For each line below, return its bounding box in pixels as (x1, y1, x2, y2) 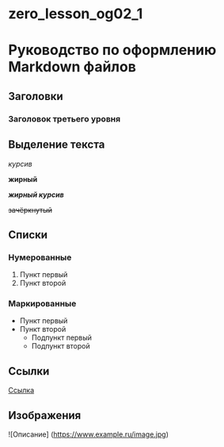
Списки (8, 228, 48, 241)
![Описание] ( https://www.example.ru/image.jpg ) (8, 430, 169, 439)
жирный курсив (8, 190, 65, 199)
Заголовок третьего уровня (8, 113, 121, 124)
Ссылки (8, 364, 50, 378)
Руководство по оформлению (8, 41, 217, 60)
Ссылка (8, 386, 35, 395)
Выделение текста (8, 138, 105, 152)
